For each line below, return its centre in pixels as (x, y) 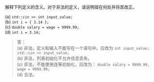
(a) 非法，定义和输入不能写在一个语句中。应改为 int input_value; (83, 48)
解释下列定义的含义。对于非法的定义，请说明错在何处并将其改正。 (71, 7)
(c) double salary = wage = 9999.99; (42, 27)
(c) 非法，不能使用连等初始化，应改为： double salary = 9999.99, (83, 64)
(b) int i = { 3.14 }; (27, 22)
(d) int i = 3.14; (23, 32)
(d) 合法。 (27, 75)
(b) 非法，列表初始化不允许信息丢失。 (54, 58)
